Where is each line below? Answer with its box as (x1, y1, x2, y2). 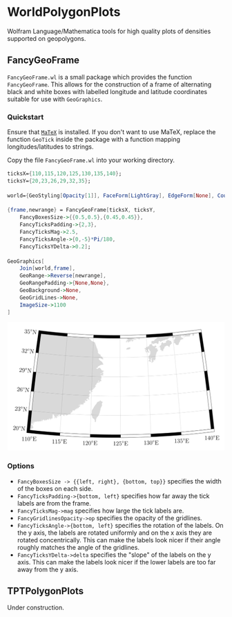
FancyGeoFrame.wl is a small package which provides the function (7, 73, 192, 81)
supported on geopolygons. (7, 34, 86, 42)
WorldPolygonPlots (7, 4, 121, 20)
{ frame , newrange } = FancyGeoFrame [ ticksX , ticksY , (7, 207, 156, 214)
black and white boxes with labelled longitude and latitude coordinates (7, 87, 208, 95)
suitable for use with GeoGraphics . (7, 95, 103, 103)
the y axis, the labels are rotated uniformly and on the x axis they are (17, 528, 213, 537)
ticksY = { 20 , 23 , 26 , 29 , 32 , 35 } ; (7, 177, 91, 184)
